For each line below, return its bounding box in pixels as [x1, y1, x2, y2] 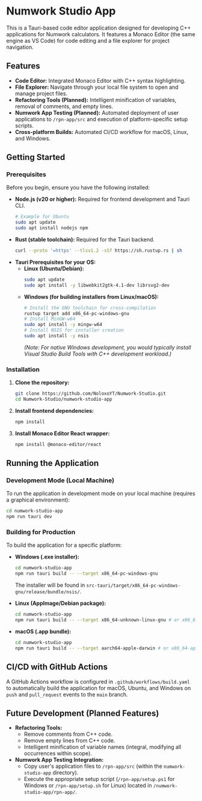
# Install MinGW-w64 [23, 316, 76, 322]
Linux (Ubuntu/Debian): [23, 264, 84, 272]
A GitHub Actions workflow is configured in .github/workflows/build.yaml [6, 678, 191, 685]
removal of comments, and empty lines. [14, 103, 113, 110]
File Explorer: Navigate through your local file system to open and [14, 83, 179, 91]
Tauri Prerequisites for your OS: [14, 258, 96, 266]
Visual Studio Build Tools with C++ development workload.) [23, 350, 172, 357]
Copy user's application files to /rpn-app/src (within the [23, 762, 162, 770]
